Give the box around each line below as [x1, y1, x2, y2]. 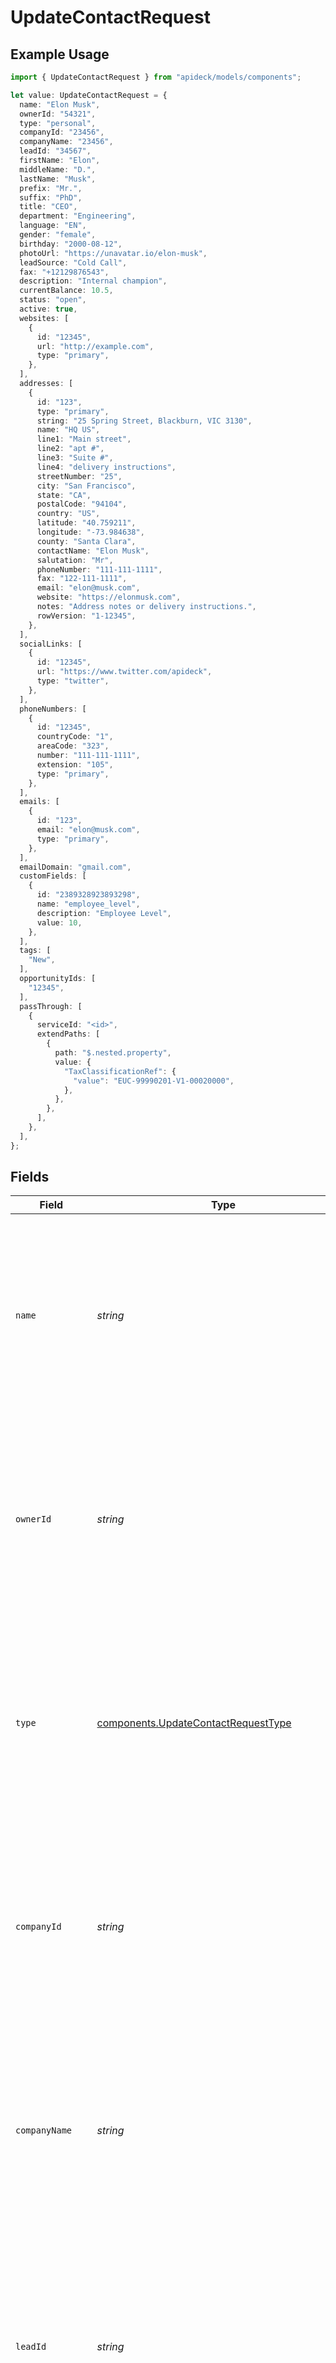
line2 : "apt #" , [36, 444, 105, 454]
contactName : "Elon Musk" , [36, 546, 150, 556]
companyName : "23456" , [19, 137, 114, 147]
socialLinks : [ [19, 639, 83, 649]
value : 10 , [36, 917, 83, 928]
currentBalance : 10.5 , [19, 286, 114, 296]
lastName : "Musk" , [19, 174, 97, 184]
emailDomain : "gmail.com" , [19, 862, 132, 872]
